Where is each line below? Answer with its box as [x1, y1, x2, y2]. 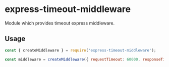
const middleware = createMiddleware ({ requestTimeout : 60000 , [5, 56, 141, 62]
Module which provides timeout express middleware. [5, 20, 115, 26]
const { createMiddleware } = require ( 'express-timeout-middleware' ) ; [5, 47, 156, 53]
